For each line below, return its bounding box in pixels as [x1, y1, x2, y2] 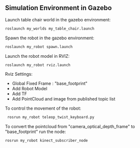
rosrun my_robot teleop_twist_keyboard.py [7, 115, 95, 120]
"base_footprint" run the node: [5, 129, 66, 135]
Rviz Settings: [5, 71, 33, 77]
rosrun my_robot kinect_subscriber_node [5, 138, 88, 143]
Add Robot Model [12, 86, 48, 92]
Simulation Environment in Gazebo [5, 4, 112, 12]
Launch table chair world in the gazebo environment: [5, 16, 111, 22]
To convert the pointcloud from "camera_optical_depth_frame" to [5, 124, 135, 130]
